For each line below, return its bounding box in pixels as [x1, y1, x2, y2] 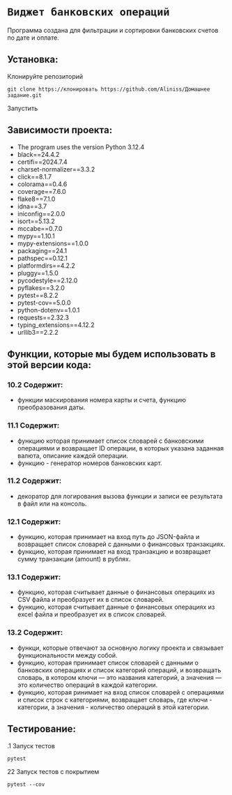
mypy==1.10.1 [17, 232, 56, 240]
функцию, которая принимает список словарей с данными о [17, 658, 199, 667]
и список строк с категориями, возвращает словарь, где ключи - [17, 695, 212, 704]
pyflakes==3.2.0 [17, 283, 65, 291]
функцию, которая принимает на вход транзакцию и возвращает [17, 547, 211, 556]
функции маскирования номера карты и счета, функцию [17, 396, 187, 404]
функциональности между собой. [17, 651, 118, 659]
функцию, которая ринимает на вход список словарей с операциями [17, 688, 224, 696]
